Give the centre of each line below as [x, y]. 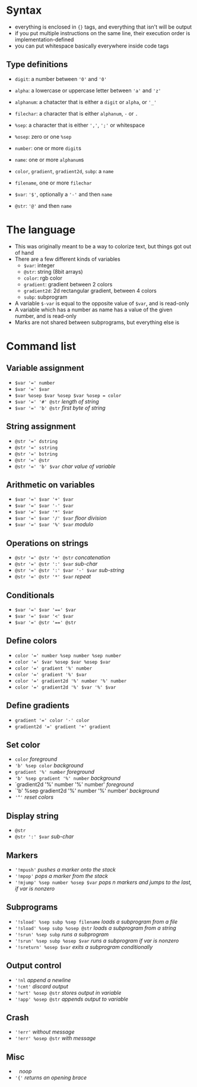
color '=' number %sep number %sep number [68, 655]
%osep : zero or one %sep [43, 136]
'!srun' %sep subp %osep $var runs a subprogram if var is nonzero [97, 941]
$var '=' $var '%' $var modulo [54, 524]
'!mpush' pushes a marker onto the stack [65, 869]
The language [41, 229]
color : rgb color [43, 278]
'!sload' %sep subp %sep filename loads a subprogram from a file [96, 922]
